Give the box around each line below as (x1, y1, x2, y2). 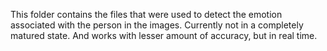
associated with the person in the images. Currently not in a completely (10, 19, 304, 31)
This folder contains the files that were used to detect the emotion (10, 9, 283, 20)
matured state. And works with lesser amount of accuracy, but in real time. (10, 30, 318, 41)
